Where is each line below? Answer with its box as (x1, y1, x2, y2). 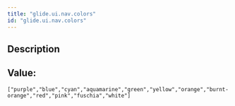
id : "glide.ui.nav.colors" (7, 17, 87, 24)
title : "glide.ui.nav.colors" (7, 10, 97, 18)
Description (7, 43, 60, 55)
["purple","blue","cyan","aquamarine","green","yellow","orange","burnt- (7, 86, 229, 93)
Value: (7, 67, 37, 79)
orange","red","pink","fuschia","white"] (7, 92, 131, 99)
